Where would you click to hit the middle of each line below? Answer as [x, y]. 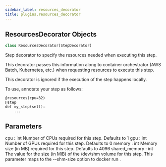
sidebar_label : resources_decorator [43, 10]
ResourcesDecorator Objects [51, 34]
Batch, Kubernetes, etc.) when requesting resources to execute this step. [80, 70]
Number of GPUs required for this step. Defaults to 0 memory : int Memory [81, 143]
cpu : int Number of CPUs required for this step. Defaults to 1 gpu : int [76, 138]
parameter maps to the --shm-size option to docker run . [63, 159]
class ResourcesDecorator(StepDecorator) [49, 46]
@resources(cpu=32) [25, 98]
